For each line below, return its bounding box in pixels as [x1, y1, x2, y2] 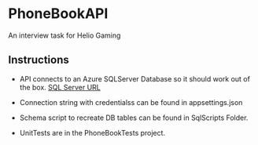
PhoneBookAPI [8, 5, 109, 23]
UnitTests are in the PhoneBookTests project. [19, 128, 166, 137]
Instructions [8, 53, 69, 67]
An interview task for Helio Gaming [8, 31, 121, 40]
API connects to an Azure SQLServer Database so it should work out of [19, 74, 250, 83]
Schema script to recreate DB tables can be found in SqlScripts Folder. [19, 113, 249, 122]
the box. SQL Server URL [19, 82, 101, 92]
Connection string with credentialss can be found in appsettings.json [19, 97, 243, 107]
